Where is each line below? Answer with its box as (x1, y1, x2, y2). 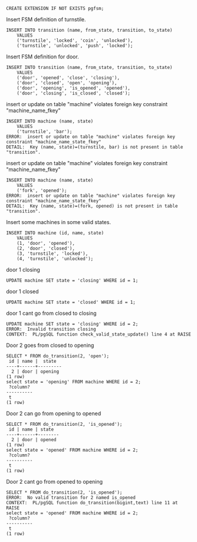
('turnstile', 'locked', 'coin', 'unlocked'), (17, 38, 133, 44)
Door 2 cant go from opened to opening (6, 478, 103, 485)
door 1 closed (6, 288, 40, 295)
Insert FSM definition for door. (6, 53, 80, 60)
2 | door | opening (11, 369, 60, 375)
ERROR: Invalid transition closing (6, 326, 96, 332)
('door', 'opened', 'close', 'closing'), (17, 75, 120, 81)
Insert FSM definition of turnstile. (6, 16, 87, 23)
